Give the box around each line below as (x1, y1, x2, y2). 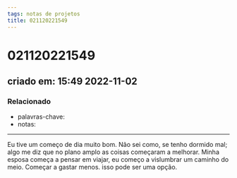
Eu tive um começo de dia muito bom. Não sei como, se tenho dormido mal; (7, 141, 228, 149)
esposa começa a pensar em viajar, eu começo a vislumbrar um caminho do (7, 155, 229, 164)
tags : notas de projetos (7, 10, 80, 18)
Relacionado (7, 97, 51, 106)
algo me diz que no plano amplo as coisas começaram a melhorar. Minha (7, 148, 220, 156)
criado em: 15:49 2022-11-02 (7, 76, 138, 88)
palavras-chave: (17, 112, 65, 121)
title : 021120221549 (7, 17, 68, 24)
